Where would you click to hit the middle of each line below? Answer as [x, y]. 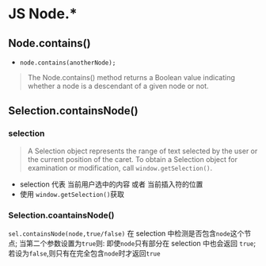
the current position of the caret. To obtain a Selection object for [132, 159]
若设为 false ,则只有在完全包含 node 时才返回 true [84, 253]
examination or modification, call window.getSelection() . [120, 168]
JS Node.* [43, 14]
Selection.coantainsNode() [61, 215]
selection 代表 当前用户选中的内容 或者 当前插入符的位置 [111, 184]
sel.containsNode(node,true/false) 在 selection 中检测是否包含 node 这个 [126, 233]
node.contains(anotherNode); [68, 63]
